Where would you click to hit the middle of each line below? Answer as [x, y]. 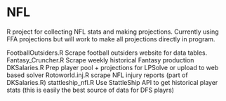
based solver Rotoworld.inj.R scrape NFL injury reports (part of [97, 75]
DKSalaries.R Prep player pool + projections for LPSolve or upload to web [113, 67]
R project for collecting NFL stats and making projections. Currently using [113, 32]
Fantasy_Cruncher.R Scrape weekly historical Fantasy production [100, 60]
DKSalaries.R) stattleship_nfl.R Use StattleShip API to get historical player [112, 82]
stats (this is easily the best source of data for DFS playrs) [91, 90]
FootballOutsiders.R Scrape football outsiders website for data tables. [107, 53]
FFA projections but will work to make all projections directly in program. [111, 39]
